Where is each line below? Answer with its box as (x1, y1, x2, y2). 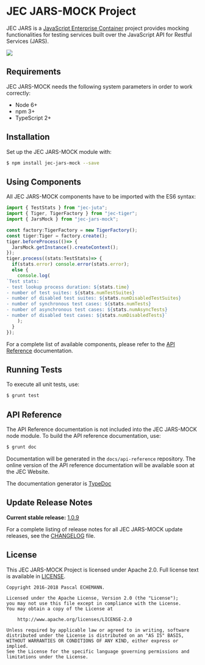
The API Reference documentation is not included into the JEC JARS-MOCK (6, 426, 197, 433)
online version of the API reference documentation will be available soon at (6, 461, 195, 468)
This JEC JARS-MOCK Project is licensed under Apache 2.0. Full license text (6, 566, 199, 573)
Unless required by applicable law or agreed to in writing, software (6, 627, 190, 633)
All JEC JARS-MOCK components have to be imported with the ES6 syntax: (6, 193, 196, 200)
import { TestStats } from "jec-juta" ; (6, 205, 108, 211)
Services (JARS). (6, 37, 49, 45)
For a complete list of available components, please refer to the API (6, 340, 175, 347)
